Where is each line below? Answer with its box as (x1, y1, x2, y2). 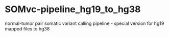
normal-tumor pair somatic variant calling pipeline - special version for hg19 (5, 20, 164, 26)
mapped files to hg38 (5, 25, 50, 31)
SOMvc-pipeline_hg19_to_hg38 (5, 4, 141, 15)
